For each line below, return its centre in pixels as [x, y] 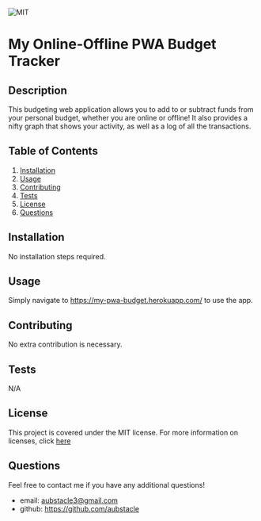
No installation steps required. [57, 256]
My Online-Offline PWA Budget [112, 44]
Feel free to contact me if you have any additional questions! [107, 485]
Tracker [34, 61]
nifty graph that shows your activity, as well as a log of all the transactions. [130, 126]
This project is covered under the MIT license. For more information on [123, 432]
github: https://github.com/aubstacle [79, 508]
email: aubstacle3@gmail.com [69, 500]
